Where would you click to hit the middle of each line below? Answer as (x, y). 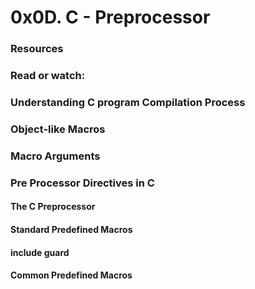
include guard (40, 252)
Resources (37, 49)
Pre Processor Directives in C (82, 183)
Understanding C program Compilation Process (128, 102)
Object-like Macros (58, 129)
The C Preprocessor (53, 207)
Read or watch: (48, 76)
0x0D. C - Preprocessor (110, 17)
